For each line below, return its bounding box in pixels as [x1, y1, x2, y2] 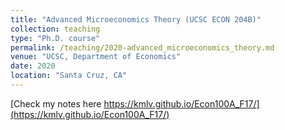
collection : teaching [10, 24, 101, 34]
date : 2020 [10, 61, 56, 71]
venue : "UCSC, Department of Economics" [10, 52, 182, 62]
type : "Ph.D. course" [10, 33, 101, 43]
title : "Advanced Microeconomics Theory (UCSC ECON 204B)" [10, 14, 262, 25]
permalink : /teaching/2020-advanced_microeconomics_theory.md [10, 42, 275, 53]
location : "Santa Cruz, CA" [10, 71, 128, 81]
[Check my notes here [10, 97, 102, 110]
